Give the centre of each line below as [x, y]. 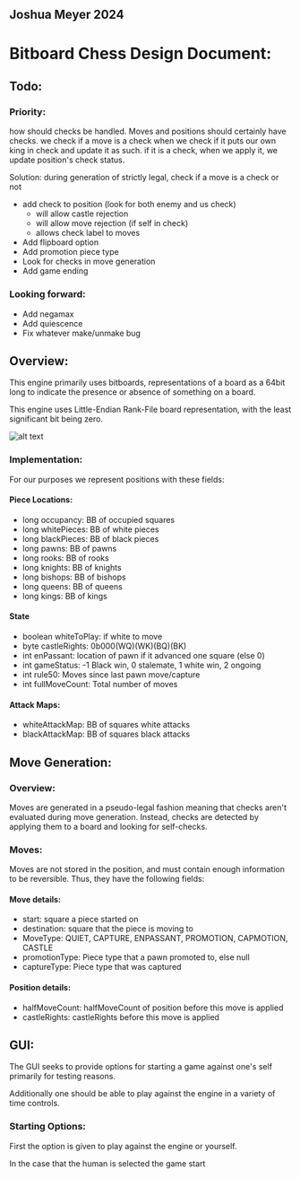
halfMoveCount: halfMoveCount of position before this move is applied [153, 1008]
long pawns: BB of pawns [69, 548]
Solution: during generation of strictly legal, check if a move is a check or [144, 178]
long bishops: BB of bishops [74, 577]
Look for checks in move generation [89, 262]
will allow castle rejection [82, 214]
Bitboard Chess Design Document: [141, 53]
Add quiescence [52, 323]
